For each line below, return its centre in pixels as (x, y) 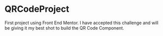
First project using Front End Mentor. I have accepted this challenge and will (81, 23)
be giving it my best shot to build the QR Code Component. (64, 28)
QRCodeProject (37, 9)
